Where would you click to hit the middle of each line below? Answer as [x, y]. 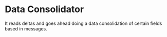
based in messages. [26, 28]
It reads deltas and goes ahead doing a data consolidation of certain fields [83, 23]
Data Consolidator [44, 9]
